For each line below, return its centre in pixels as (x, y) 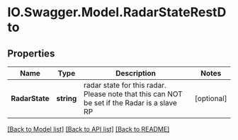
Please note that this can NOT (133, 94)
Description (136, 73)
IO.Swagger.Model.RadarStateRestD (117, 12)
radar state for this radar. (125, 85)
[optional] (211, 98)
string (67, 98)
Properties (31, 53)
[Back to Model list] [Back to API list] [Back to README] (89, 129)
